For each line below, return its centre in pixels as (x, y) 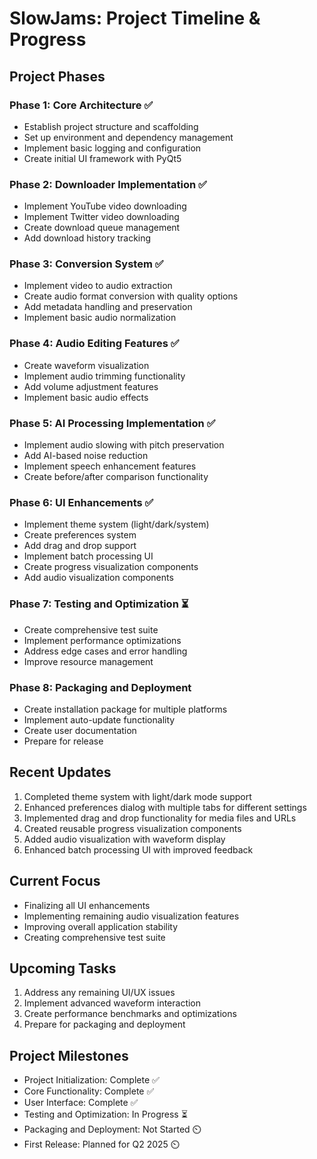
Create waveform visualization (86, 365)
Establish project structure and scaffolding (111, 126)
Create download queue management (102, 228)
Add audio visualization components (98, 578)
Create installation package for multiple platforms (125, 709)
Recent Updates (60, 772)
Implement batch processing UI (88, 556)
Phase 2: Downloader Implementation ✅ (108, 184)
